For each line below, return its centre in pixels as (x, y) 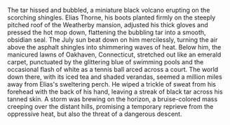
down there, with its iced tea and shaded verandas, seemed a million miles (115, 77)
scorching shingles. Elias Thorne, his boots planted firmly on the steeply (111, 17)
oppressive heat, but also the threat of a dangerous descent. (95, 114)
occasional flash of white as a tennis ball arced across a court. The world (113, 69)
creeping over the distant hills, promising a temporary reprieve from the (110, 106)
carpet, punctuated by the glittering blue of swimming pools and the (106, 62)
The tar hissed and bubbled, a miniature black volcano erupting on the (109, 10)
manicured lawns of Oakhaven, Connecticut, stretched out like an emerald (114, 54)
